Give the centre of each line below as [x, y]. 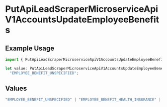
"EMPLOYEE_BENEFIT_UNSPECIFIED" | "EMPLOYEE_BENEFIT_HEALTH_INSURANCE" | [83, 100]
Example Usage [30, 48]
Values [16, 89]
